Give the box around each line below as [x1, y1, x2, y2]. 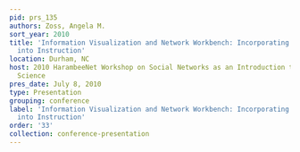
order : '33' [9, 122, 54, 131]
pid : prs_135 [9, 13, 58, 22]
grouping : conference [9, 96, 90, 106]
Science [17, 72, 46, 80]
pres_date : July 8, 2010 [9, 80, 102, 89]
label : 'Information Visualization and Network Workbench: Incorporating [9, 105, 290, 114]
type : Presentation [9, 88, 82, 97]
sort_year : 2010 [9, 30, 70, 38]
